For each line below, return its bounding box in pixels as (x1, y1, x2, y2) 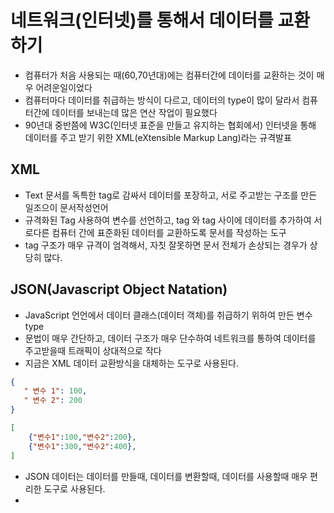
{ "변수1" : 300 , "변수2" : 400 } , (28, 441, 137, 451)
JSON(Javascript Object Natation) (10, 281, 228, 298)
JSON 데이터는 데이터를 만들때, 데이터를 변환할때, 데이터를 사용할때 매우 (24, 470, 308, 482)
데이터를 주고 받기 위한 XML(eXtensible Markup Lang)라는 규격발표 (24, 131, 292, 143)
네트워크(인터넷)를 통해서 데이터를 (10, 9, 274, 32)
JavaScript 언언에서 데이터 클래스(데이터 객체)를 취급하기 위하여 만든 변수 (24, 309, 313, 321)
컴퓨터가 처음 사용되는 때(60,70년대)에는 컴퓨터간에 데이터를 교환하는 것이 (24, 69, 315, 81)
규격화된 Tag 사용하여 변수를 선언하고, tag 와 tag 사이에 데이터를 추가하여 (24, 214, 312, 226)
